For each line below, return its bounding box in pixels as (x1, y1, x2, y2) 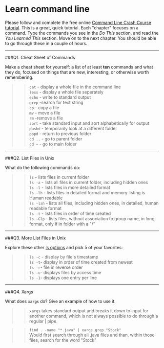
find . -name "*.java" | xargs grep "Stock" (29, 327, 122, 332)
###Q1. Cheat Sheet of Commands (5, 54, 76, 60)
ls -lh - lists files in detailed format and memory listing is (29, 189, 145, 195)
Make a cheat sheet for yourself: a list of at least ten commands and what (5, 64, 153, 70)
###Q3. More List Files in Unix (5, 235, 66, 241)
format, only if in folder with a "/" (29, 221, 95, 227)
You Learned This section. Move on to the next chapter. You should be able (5, 35, 157, 41)
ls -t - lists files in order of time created (29, 210, 111, 216)
